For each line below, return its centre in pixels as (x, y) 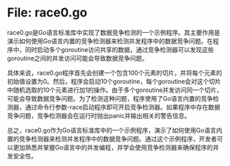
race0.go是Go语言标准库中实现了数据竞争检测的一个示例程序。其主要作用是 (114, 32)
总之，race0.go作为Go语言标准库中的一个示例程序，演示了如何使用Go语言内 (115, 130)
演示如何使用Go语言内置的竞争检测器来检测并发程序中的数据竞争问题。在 (110, 41)
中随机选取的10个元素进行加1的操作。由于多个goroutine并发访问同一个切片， (115, 90)
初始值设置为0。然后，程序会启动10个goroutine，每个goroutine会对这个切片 (114, 81)
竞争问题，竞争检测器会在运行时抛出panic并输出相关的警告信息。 (99, 115)
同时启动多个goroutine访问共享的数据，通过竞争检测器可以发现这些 (119, 49)
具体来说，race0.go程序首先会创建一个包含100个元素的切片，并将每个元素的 (115, 73)
